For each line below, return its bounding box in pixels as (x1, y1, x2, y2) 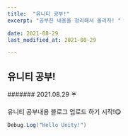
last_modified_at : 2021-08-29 (7, 36, 97, 43)
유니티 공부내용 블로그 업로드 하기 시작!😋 (7, 108, 122, 116)
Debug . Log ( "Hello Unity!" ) (7, 122, 87, 129)
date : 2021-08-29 (7, 30, 59, 37)
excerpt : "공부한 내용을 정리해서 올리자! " (7, 17, 122, 24)
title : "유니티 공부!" (7, 10, 70, 18)
